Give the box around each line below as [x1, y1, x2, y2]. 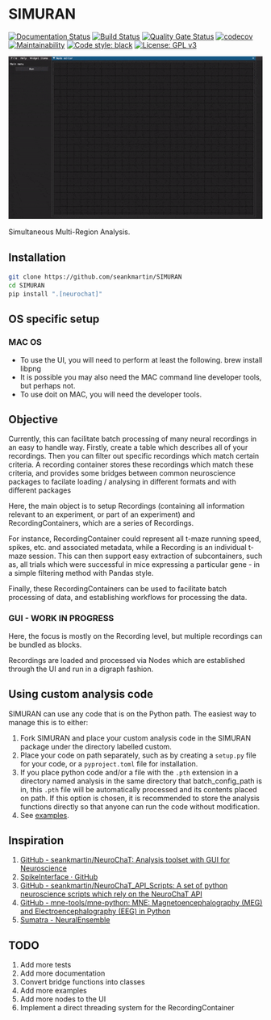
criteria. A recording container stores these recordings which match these [8, 460, 254, 469]
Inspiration [8, 833, 65, 847]
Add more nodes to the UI [19, 994, 106, 1004]
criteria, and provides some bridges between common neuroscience [8, 468, 236, 478]
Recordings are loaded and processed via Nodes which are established [8, 655, 246, 665]
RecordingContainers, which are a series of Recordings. [8, 518, 194, 528]
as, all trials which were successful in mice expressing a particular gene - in [8, 560, 261, 569]
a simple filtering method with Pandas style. [8, 569, 154, 578]
